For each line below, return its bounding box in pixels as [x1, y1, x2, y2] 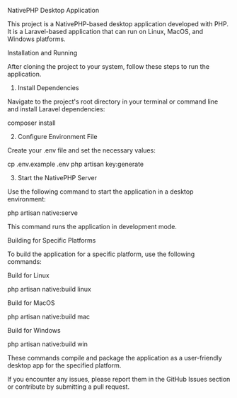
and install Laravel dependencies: [7, 105, 105, 113]
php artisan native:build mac [7, 312, 91, 321]
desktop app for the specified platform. [7, 361, 122, 370]
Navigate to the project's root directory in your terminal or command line [7, 97, 219, 106]
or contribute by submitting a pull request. [7, 382, 129, 391]
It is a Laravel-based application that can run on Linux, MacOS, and [7, 28, 204, 35]
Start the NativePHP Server [17, 174, 98, 182]
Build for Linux [7, 271, 50, 280]
